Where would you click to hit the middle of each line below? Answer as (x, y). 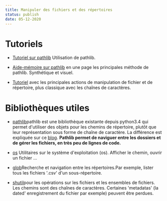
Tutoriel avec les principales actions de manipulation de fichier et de (83, 82)
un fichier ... (25, 158)
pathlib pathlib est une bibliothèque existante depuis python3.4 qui (80, 122)
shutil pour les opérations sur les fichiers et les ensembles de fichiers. (84, 182)
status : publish (22, 14)
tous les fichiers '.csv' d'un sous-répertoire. (57, 173)
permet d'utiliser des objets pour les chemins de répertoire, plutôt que (84, 127)
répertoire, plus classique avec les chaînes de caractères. (72, 87)
